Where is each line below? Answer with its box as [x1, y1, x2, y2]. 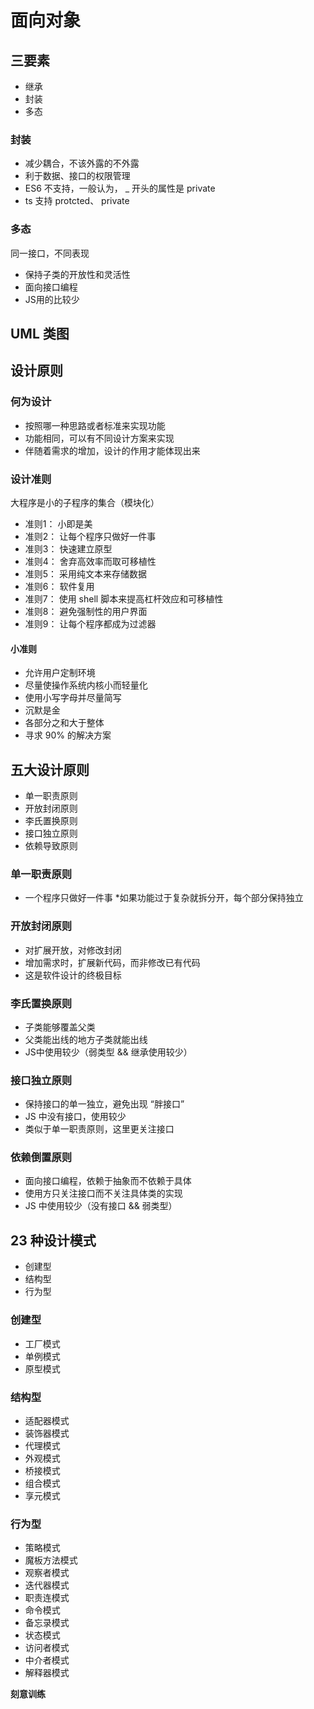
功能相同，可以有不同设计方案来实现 [24, 432, 175, 444]
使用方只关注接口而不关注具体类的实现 [24, 1187, 183, 1200]
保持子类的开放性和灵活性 [24, 268, 131, 280]
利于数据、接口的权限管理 [24, 170, 131, 182]
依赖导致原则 [24, 839, 78, 851]
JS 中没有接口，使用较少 [24, 1111, 127, 1123]
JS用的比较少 [24, 293, 80, 305]
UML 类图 [10, 325, 70, 342]
